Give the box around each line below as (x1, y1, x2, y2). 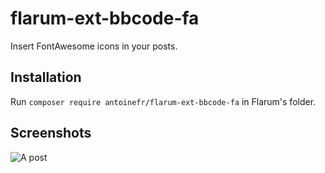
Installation (10, 69, 82, 86)
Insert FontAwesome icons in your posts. (10, 40, 178, 52)
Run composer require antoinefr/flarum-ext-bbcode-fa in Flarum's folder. (10, 95, 317, 107)
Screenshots (10, 125, 92, 142)
